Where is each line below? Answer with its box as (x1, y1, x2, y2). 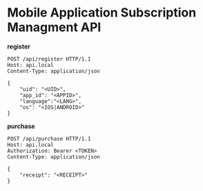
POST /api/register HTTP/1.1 (7, 55, 91, 63)
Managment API (7, 19, 101, 35)
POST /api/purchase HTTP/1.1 (7, 135, 91, 142)
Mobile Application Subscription (7, 5, 197, 21)
